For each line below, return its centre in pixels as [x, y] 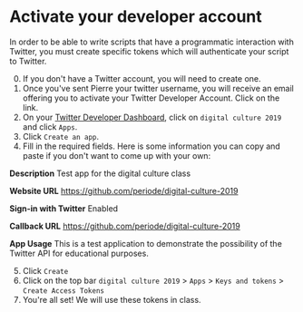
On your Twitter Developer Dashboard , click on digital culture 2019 [152, 117]
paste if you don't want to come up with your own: [117, 155]
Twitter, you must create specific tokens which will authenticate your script [149, 51]
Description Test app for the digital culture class [100, 173]
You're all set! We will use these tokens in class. [112, 299]
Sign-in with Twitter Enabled [64, 208]
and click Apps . [50, 127]
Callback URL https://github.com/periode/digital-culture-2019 [125, 226]
